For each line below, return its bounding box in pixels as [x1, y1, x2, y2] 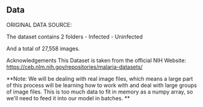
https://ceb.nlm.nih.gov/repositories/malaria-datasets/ [6, 63, 143, 70]
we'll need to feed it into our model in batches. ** [6, 94, 130, 101]
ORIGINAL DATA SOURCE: [6, 21, 72, 28]
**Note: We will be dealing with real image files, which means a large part [6, 75, 193, 82]
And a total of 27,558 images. [6, 45, 80, 52]
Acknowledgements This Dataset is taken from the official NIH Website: [6, 56, 186, 64]
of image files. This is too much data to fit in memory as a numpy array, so [6, 88, 193, 95]
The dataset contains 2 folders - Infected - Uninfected [6, 33, 143, 40]
